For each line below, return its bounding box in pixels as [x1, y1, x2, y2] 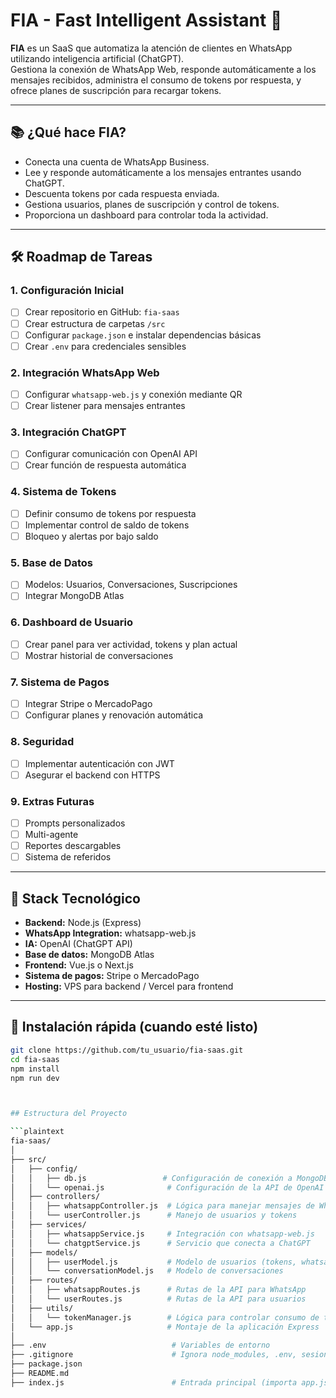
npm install [10, 1064, 60, 1074]
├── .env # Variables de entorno [10, 1340, 271, 1351]
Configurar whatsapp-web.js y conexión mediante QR [24, 388, 243, 400]
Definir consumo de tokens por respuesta [24, 507, 197, 519]
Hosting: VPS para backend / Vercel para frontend [24, 980, 234, 993]
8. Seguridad [10, 735, 75, 749]
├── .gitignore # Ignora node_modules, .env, [10, 1350, 298, 1360]
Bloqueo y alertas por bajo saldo [24, 530, 159, 542]
